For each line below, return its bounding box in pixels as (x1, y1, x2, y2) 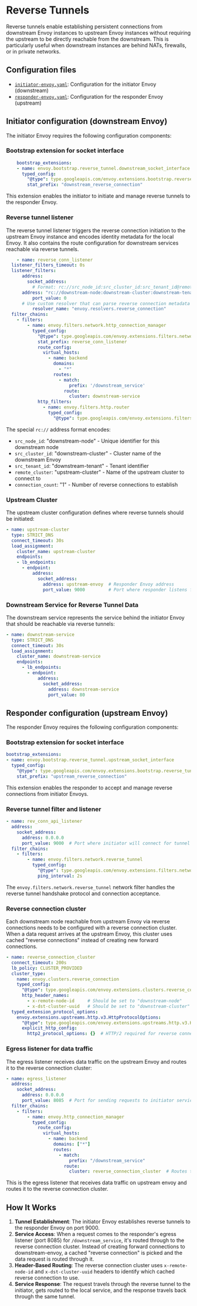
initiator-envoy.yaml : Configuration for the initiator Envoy (14, 81, 157, 88)
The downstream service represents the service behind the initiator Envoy (6, 614, 185, 621)
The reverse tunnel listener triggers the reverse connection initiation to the (6, 227, 186, 234)
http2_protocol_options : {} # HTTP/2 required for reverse (27, 1031, 177, 1037)
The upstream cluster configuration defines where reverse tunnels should (6, 509, 184, 516)
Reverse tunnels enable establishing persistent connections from (6, 23, 163, 30)
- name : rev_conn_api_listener (6, 818, 83, 825)
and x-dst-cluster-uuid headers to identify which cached (34, 1268, 175, 1275)
